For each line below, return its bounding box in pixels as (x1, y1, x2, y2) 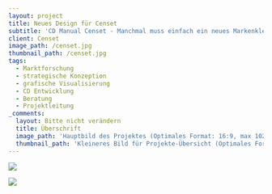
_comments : (8, 110, 45, 118)
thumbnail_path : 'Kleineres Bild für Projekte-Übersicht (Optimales (15, 139, 252, 148)
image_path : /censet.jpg (8, 42, 92, 50)
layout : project (8, 11, 63, 20)
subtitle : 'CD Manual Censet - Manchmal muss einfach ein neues (8, 27, 230, 35)
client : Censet (8, 34, 60, 43)
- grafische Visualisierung (15, 79, 111, 87)
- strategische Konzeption (15, 72, 107, 80)
